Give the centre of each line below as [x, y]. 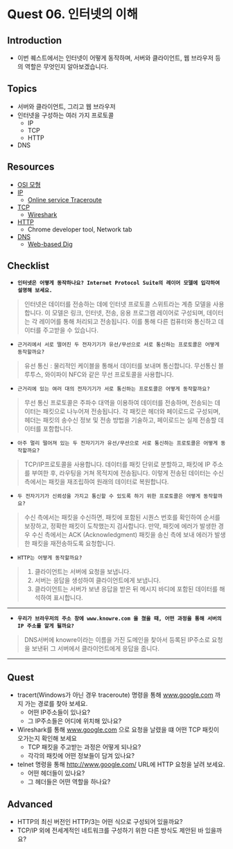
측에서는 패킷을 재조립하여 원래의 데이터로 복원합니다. [96, 482]
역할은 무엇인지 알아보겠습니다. [67, 66]
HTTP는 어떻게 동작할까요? [50, 558]
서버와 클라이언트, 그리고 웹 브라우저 [66, 106]
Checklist [28, 266]
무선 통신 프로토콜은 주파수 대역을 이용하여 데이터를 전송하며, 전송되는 [119, 403]
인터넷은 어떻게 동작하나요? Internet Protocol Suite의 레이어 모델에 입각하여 [119, 283]
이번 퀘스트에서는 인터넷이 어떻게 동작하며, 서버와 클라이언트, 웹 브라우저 [115, 58]
